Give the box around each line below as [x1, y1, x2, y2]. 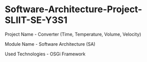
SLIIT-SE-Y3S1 [5, 14, 67, 26]
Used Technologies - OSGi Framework [5, 51, 86, 57]
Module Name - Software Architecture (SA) [5, 41, 95, 47]
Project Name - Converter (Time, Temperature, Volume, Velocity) [5, 31, 141, 37]
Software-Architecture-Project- [5, 4, 142, 15]
